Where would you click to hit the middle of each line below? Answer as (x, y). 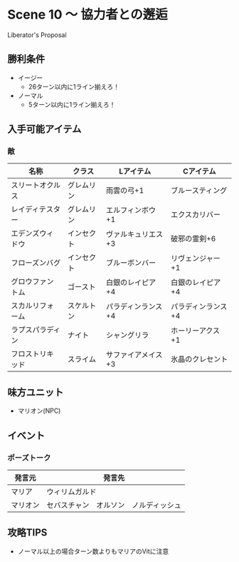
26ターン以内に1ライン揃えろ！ (74, 86)
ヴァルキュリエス (134, 234)
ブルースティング (199, 191)
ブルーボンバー (131, 263)
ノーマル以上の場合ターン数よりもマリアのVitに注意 (93, 551)
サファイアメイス (134, 355)
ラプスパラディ (36, 330)
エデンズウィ (32, 234)
